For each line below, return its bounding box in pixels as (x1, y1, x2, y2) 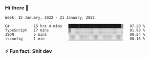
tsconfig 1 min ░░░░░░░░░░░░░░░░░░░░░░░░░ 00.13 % (5, 36, 146, 42)
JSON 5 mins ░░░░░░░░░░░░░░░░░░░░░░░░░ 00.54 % (5, 32, 146, 37)
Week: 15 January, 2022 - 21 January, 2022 (5, 15, 95, 20)
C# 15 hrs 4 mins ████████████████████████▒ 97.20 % (5, 24, 146, 29)
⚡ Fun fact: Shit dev (5, 48, 52, 55)
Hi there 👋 (5, 4, 29, 11)
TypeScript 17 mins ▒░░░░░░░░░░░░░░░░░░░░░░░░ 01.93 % (5, 28, 146, 33)
